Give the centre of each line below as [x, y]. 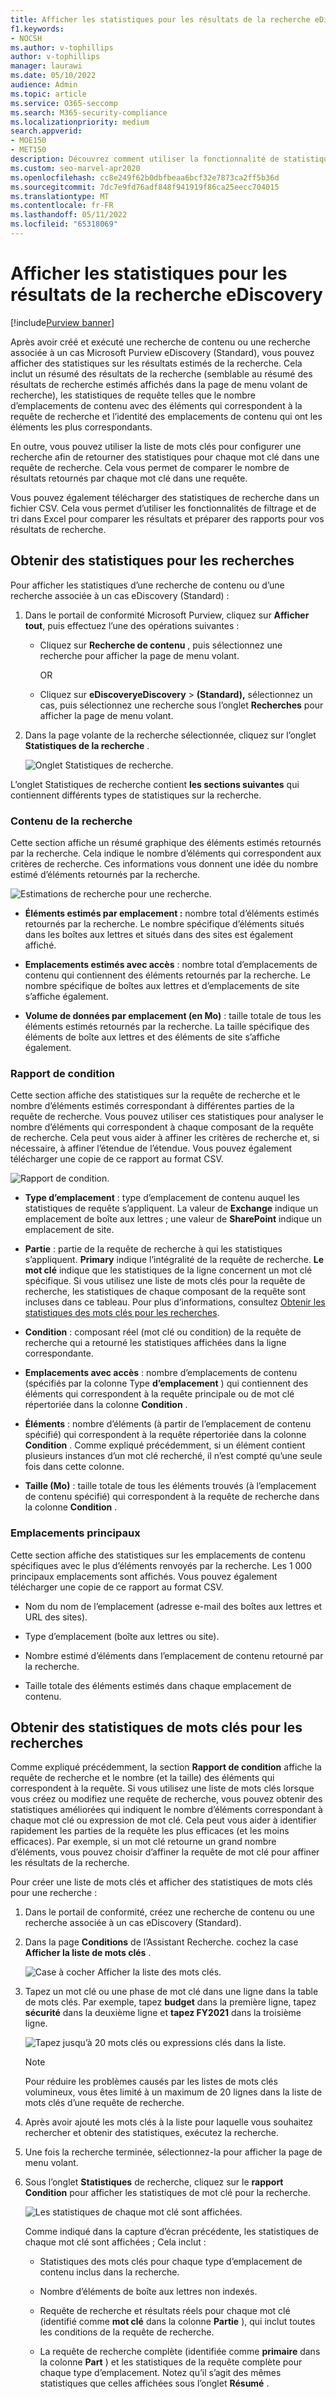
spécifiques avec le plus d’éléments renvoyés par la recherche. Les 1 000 [161, 1565]
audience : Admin [44, 85]
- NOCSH [26, 38]
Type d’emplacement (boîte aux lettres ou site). [122, 1636]
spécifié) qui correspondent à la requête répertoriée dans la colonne [165, 1435]
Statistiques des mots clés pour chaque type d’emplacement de [171, 2262]
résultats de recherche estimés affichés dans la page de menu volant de [159, 384]
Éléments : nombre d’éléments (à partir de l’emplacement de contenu [168, 1424]
